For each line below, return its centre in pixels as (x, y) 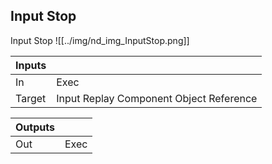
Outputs (35, 127)
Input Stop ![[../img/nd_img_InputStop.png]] (100, 40)
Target (31, 98)
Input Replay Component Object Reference (157, 98)
